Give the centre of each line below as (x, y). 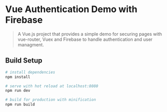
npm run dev (18, 91)
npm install (18, 77)
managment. (31, 44)
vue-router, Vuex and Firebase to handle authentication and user (85, 39)
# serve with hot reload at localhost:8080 (52, 86)
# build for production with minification (51, 100)
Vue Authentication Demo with (71, 9)
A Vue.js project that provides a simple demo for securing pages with (90, 34)
